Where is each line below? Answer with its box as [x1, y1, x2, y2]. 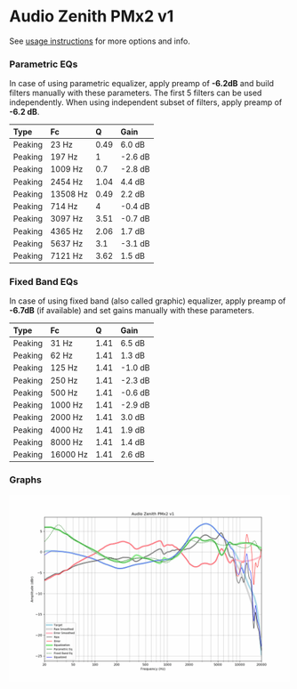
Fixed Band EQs [9, 275, 78, 288]
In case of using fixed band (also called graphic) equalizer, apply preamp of [9, 296, 286, 306]
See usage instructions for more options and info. [9, 36, 191, 46]
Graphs [9, 474, 42, 486]
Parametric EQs [9, 58, 78, 70]
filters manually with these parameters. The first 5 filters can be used [9, 87, 262, 99]
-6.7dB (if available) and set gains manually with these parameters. [9, 305, 255, 316]
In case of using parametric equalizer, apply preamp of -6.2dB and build [9, 78, 274, 89]
